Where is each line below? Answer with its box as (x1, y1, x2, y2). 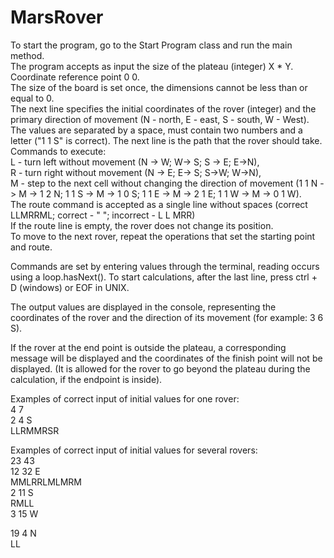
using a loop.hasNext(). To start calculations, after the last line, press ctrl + (10, 271, 318, 283)
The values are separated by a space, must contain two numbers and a (10, 124, 303, 136)
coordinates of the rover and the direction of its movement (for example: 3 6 (10, 311, 324, 323)
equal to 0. (10, 92, 55, 104)
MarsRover (10, 6, 104, 29)
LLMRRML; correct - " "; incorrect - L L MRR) (10, 209, 196, 221)
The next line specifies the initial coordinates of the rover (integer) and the (10, 102, 317, 115)
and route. (10, 241, 53, 253)
